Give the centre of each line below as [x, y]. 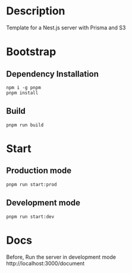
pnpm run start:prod [32, 184]
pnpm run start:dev [30, 217]
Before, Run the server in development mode [61, 257]
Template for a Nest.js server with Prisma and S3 [66, 28]
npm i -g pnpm [24, 87]
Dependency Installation [53, 74]
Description [36, 11]
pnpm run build [25, 125]
